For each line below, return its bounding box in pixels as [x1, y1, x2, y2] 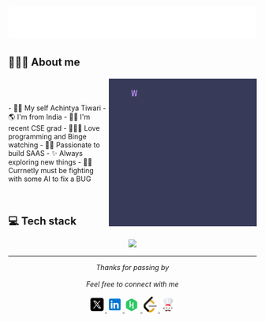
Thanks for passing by [95, 263, 170, 272]
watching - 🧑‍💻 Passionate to [8, 140, 100, 150]
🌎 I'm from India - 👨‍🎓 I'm [8, 112, 91, 121]
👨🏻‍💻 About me [8, 55, 80, 68]
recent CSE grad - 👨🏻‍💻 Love [8, 123, 100, 132]
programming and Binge [8, 131, 87, 141]
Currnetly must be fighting [8, 165, 95, 175]
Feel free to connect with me [86, 279, 179, 289]
